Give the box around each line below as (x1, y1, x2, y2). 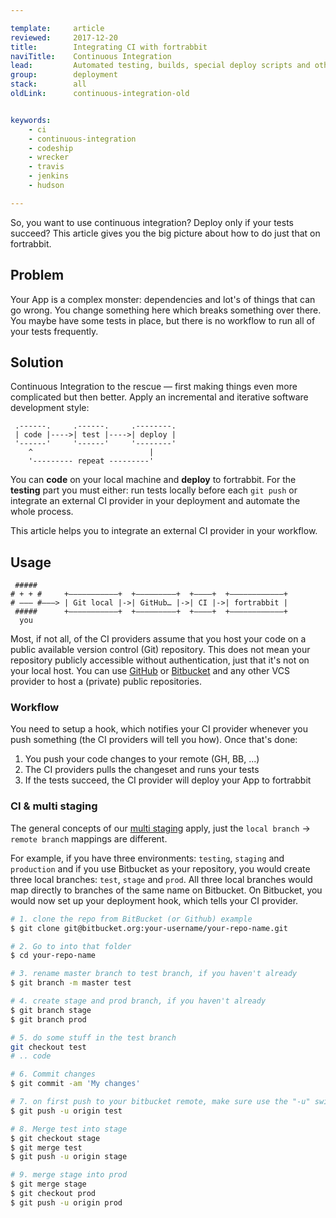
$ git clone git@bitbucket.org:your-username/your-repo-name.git (10, 923, 288, 933)
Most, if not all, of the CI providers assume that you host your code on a (10, 633, 307, 645)
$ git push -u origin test (10, 1106, 123, 1116)
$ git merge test (10, 1142, 83, 1153)
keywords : (10, 115, 52, 125)
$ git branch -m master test (10, 978, 132, 988)
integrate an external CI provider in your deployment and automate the (10, 495, 301, 507)
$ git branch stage (10, 1005, 92, 1015)
